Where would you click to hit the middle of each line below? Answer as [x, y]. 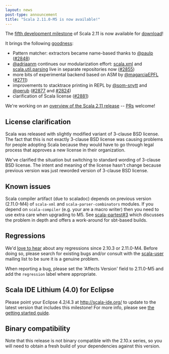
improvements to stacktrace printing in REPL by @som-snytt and [80, 85]
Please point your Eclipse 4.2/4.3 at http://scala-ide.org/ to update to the [81, 302]
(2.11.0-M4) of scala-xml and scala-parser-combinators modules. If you [79, 204]
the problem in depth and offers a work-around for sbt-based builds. [76, 220]
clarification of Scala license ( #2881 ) [51, 96]
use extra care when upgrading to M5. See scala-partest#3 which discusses [84, 215]
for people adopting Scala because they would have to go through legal [79, 145]
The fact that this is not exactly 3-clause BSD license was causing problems [84, 139]
